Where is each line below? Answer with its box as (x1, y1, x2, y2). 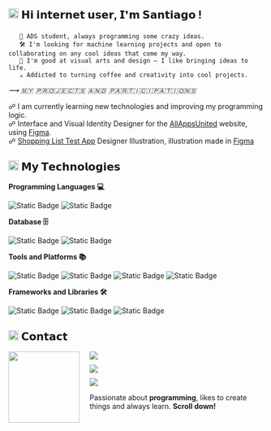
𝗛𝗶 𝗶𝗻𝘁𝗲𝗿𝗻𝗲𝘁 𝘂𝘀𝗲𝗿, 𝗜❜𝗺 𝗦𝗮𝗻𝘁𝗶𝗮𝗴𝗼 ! (20, 8, 203, 22)
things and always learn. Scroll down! (89, 401, 217, 411)
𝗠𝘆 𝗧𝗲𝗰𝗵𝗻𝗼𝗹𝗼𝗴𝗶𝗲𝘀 (20, 159, 121, 173)
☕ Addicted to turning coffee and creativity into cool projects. (19, 71, 249, 80)
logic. (8, 111, 27, 120)
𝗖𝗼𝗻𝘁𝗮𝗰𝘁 (20, 329, 68, 343)
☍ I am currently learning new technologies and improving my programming (8, 102, 264, 111)
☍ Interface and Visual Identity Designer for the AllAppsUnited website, (8, 119, 247, 128)
